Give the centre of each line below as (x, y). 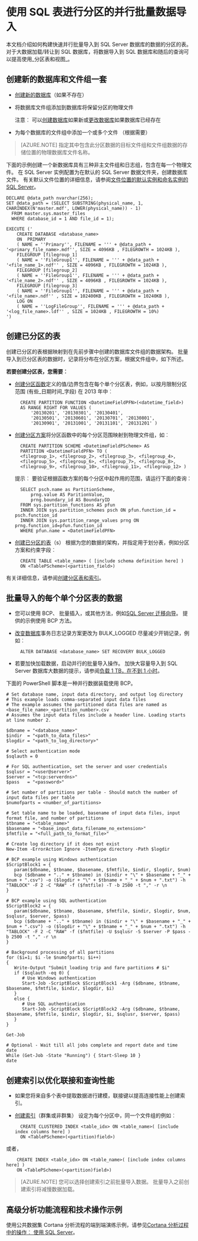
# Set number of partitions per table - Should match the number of (92, 793)
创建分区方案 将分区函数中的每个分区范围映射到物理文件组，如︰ (92, 434)
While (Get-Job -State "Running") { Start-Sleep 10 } (74, 1056)
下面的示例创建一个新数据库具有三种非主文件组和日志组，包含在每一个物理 (96, 164)
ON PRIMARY (31, 239)
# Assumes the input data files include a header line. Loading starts (96, 715)
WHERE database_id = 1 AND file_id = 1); (63, 219)
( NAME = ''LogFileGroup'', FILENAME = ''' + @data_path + (91, 306)
